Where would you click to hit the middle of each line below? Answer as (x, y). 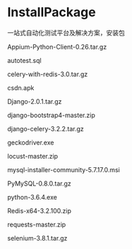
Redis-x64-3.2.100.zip (40, 211)
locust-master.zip (33, 156)
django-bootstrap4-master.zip (51, 115)
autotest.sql (24, 60)
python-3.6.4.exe (32, 197)
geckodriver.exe (31, 142)
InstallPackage (52, 12)
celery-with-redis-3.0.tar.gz (48, 74)
